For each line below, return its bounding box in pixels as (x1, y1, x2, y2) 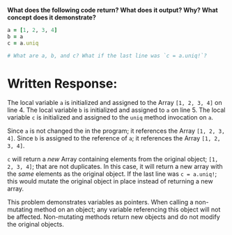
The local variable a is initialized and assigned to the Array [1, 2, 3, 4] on (7, 99, 222, 107)
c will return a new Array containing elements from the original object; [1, (7, 155, 218, 163)
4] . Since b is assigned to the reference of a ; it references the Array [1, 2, (7, 134, 221, 143)
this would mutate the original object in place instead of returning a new (7, 177, 214, 186)
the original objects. (7, 220, 64, 229)
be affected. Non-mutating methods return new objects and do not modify (7, 213, 221, 221)
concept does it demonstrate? (7, 13, 96, 22)
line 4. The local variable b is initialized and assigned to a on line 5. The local (7, 106, 226, 114)
